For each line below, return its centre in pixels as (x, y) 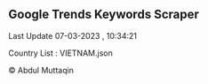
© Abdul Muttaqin (41, 70)
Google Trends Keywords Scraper (104, 15)
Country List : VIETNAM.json (60, 53)
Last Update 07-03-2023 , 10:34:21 (72, 35)
